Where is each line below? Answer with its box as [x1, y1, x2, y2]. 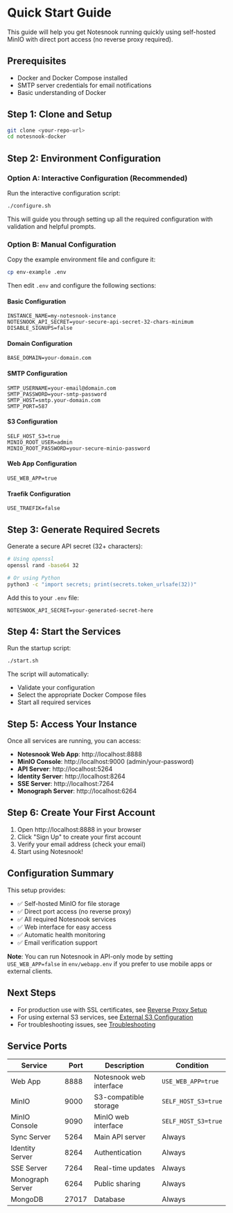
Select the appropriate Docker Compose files [17, 691, 147, 699]
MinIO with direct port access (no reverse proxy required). [7, 35, 173, 43]
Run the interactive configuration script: [7, 189, 121, 197]
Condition [175, 1061, 209, 1070]
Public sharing [94, 1179, 141, 1189]
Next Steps [7, 987, 56, 999]
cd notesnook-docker [7, 133, 67, 140]
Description [105, 1061, 144, 1070]
